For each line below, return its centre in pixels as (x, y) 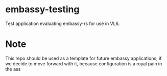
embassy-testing (42, 9)
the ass (13, 69)
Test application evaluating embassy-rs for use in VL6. (63, 23)
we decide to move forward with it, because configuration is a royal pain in (84, 64)
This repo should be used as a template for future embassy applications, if (83, 58)
